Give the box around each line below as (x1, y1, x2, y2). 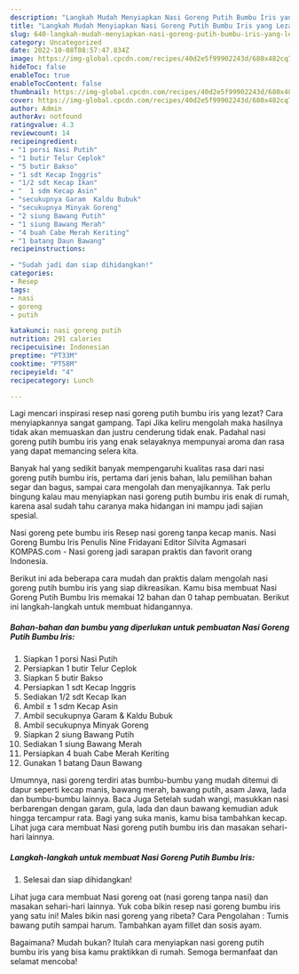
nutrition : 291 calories (10, 334, 102, 343)
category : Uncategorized (10, 37, 102, 47)
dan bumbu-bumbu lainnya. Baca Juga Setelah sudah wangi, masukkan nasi (10, 793, 289, 805)
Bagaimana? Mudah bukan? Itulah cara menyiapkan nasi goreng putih (10, 938, 264, 948)
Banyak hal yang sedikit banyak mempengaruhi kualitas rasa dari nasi (10, 463, 264, 474)
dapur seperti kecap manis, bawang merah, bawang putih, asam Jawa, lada (10, 785, 287, 795)
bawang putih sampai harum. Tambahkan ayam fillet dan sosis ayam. (10, 920, 263, 930)
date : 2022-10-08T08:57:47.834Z (10, 46, 130, 55)
